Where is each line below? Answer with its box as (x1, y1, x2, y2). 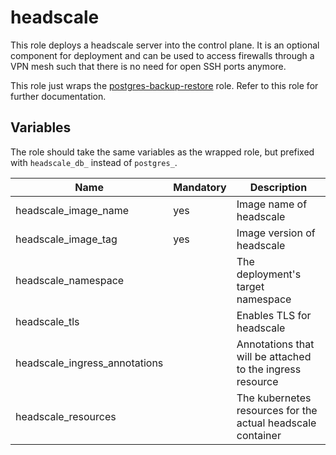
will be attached (236, 349, 312, 363)
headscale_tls (15, 314, 80, 328)
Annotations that (236, 337, 315, 351)
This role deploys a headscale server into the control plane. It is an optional (10, 39, 320, 51)
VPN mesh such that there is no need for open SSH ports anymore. (10, 60, 287, 72)
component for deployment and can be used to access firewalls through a (10, 49, 315, 61)
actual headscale (236, 416, 317, 430)
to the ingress (236, 362, 302, 376)
